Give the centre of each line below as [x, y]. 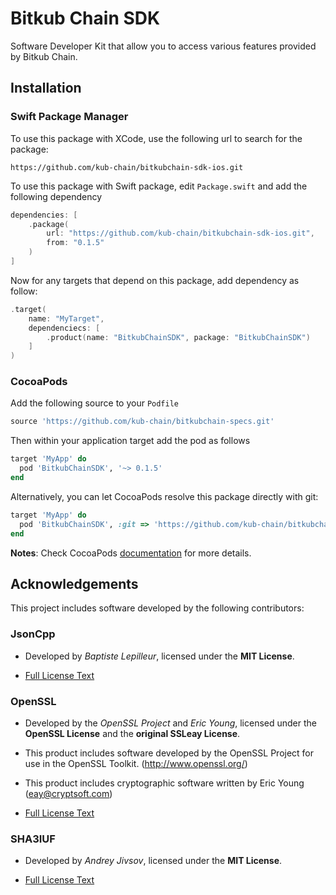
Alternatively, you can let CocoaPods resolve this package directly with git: [164, 496]
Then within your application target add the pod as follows [130, 441]
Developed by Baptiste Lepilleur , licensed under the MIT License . [159, 656]
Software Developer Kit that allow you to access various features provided [163, 46]
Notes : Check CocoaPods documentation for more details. [131, 553]
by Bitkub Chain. [44, 56]
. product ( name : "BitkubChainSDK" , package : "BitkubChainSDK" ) [178, 337]
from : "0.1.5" [75, 243]
